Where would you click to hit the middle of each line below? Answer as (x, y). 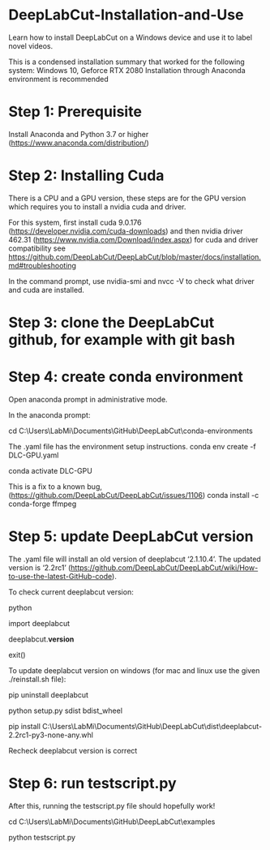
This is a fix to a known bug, (56, 486)
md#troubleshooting (43, 265)
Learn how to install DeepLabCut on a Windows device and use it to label (131, 37)
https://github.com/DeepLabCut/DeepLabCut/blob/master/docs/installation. (135, 256)
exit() (17, 655)
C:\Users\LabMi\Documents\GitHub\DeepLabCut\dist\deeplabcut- (152, 726)
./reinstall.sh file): (37, 679)
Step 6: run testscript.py (92, 783)
